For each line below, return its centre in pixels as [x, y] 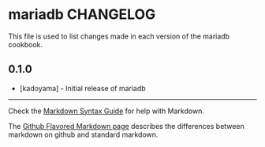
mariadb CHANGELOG [82, 15]
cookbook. [26, 44]
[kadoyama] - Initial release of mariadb [82, 88]
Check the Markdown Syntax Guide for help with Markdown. [106, 111]
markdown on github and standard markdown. [83, 134]
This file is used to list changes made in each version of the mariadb [119, 36]
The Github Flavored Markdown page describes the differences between [126, 126]
